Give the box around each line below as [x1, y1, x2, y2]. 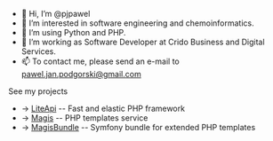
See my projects [8, 86, 68, 97]
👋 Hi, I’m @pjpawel [20, 9, 91, 19]
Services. [20, 46, 57, 57]
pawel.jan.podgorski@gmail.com [20, 69, 141, 79]
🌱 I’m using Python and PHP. [20, 27, 126, 37]
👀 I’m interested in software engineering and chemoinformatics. [20, 18, 254, 28]
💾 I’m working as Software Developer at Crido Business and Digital [20, 36, 265, 47]
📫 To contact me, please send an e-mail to [20, 56, 180, 67]
